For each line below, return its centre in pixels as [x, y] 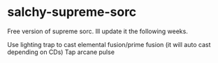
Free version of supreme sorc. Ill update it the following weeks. [98, 31]
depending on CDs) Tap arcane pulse [61, 52]
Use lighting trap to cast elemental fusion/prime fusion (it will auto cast [109, 44]
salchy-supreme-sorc [72, 12]
